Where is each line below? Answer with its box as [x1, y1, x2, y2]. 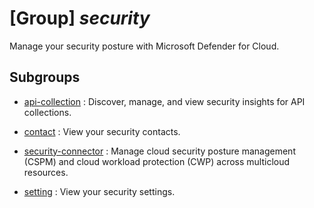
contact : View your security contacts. [23, 125, 181, 137]
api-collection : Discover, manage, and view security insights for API [23, 95, 306, 107]
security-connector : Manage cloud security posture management [23, 145, 296, 157]
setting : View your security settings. [23, 185, 176, 197]
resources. [23, 166, 69, 178]
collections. [23, 106, 72, 118]
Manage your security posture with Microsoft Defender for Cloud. [9, 40, 280, 52]
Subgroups [9, 69, 81, 86]
